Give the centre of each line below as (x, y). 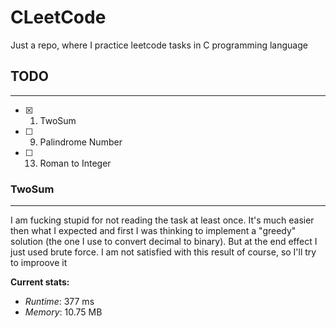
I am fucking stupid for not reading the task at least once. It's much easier (162, 220)
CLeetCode (58, 17)
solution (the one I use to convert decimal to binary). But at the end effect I (164, 242)
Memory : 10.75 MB (63, 312)
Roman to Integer (75, 163)
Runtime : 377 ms (59, 302)
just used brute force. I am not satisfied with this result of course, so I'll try (163, 252)
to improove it (39, 263)
